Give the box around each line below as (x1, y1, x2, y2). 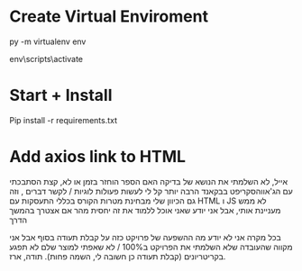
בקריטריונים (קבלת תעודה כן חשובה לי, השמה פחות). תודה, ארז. (9, 250, 226, 262)
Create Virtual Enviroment (9, 6, 209, 27)
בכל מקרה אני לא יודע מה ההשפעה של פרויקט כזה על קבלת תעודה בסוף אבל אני (9, 231, 281, 242)
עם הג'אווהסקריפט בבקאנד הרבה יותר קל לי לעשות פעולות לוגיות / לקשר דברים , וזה (9, 185, 293, 196)
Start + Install (9, 86, 113, 105)
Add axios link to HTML (9, 147, 187, 167)
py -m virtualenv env (9, 36, 87, 47)
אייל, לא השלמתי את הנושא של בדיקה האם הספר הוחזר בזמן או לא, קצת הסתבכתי (9, 176, 288, 186)
